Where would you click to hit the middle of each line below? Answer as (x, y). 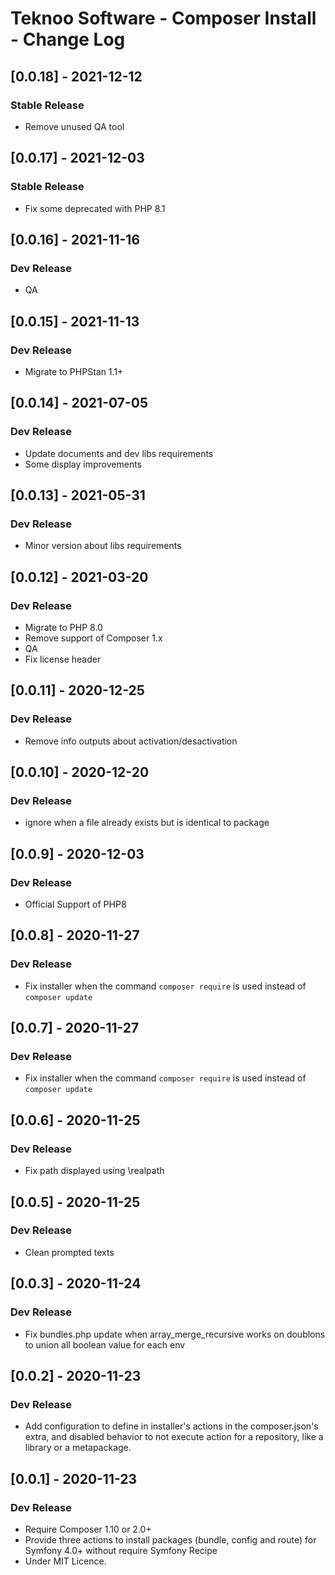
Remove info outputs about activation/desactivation (131, 741)
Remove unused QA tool (74, 126)
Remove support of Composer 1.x (93, 638)
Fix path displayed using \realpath (94, 1171)
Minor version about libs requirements (103, 546)
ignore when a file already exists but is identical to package (147, 823)
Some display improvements (83, 464)
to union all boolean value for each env (105, 1344)
